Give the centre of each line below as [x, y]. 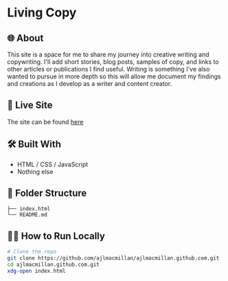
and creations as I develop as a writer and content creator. [90, 83]
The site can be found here [45, 122]
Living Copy [42, 13]
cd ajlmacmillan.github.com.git [53, 265]
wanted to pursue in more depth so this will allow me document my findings [114, 76]
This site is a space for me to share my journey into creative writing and [108, 54]
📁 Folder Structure [47, 193]
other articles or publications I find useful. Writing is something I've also [109, 69]
